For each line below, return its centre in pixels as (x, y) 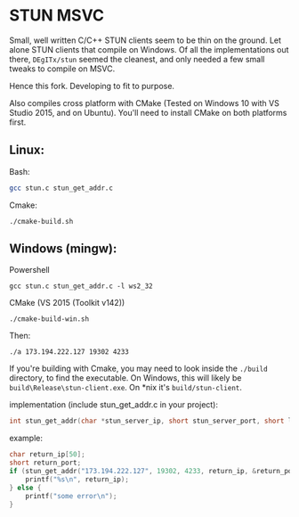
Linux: (27, 150)
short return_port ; (45, 463)
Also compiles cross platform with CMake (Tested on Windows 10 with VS (145, 103)
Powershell (30, 270)
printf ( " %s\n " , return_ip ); (77, 479)
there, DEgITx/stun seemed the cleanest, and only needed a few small (137, 59)
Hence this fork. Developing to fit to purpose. (92, 86)
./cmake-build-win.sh (49, 319)
